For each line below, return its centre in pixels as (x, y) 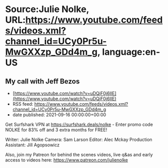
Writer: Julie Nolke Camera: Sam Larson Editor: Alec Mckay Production (79, 140)
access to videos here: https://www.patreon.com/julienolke (67, 160)
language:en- (131, 52)
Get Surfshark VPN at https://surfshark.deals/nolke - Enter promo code (79, 124)
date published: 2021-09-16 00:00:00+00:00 (59, 115)
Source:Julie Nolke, (47, 9)
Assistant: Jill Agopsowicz (32, 145)
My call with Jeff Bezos (42, 81)
